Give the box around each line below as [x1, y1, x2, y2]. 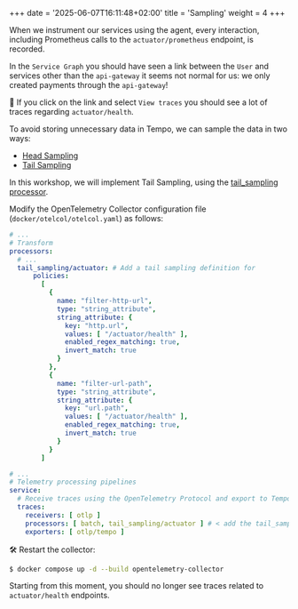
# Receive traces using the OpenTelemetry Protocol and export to [17, 494, 268, 503]
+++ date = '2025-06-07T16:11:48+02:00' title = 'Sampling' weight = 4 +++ [9, 8, 286, 18]
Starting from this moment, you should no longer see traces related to [9, 581, 264, 591]
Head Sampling [21, 150, 79, 161]
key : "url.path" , [65, 404, 129, 413]
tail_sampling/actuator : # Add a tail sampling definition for [17, 263, 255, 272]
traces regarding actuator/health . [9, 107, 135, 116]
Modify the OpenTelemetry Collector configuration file [9, 204, 207, 214]
